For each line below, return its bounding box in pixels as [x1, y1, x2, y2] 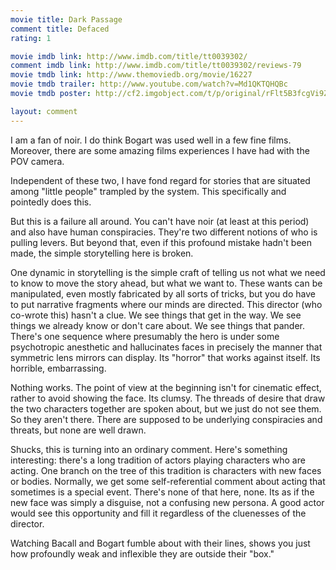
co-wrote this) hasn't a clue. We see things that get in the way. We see [10, 309, 302, 321]
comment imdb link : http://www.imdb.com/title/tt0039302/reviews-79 [10, 61, 302, 71]
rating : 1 [10, 33, 52, 43]
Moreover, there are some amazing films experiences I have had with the [10, 144, 310, 156]
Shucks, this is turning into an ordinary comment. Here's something [10, 443, 288, 455]
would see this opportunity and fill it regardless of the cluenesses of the [10, 507, 307, 519]
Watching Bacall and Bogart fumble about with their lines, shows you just [10, 537, 311, 549]
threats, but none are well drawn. [10, 424, 147, 436]
